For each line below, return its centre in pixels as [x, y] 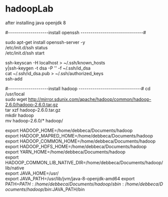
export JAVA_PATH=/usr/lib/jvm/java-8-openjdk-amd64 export [70, 178]
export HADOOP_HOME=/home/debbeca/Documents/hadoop [69, 130]
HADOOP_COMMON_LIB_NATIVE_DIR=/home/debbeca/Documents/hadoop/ [84, 162]
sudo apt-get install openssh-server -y [45, 42]
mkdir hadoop [20, 115]
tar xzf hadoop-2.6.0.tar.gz [33, 110]
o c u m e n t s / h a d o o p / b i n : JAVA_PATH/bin [45, 189]
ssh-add [14, 79]
